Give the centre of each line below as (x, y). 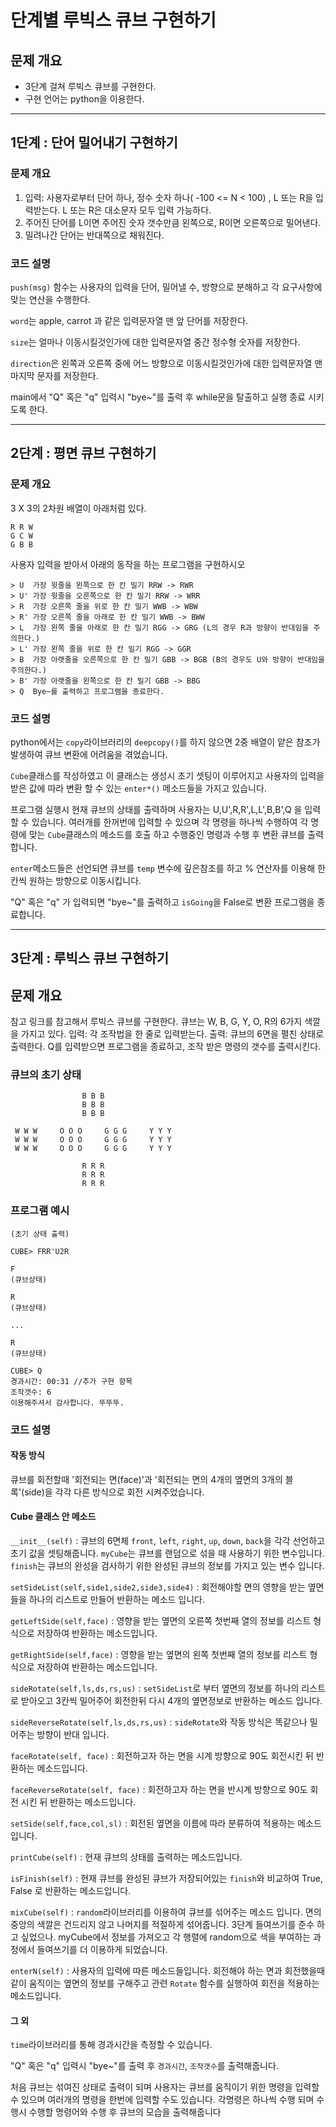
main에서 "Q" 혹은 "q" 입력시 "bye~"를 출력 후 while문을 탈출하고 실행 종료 (158, 397)
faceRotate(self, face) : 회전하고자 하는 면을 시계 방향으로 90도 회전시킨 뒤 (162, 1756)
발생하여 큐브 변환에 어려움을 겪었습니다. (89, 754)
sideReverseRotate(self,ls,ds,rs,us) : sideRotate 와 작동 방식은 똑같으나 (159, 1722)
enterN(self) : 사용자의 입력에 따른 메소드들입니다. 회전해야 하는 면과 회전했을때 (167, 1971)
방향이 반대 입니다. (73, 1735)
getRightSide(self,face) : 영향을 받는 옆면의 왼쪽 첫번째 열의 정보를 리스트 (159, 1655)
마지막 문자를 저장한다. (54, 375)
